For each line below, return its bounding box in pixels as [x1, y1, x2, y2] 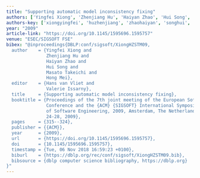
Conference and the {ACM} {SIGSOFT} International [46, 102, 174, 109]
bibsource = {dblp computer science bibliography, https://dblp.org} [11, 158, 187, 164]
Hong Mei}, [46, 75, 73, 81]
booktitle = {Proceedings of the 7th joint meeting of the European [11, 97, 185, 103]
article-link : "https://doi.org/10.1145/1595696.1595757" [6, 31, 153, 37]
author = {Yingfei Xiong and [11, 47, 92, 53]
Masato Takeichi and [46, 69, 97, 75]
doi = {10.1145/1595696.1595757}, [11, 141, 113, 147]
